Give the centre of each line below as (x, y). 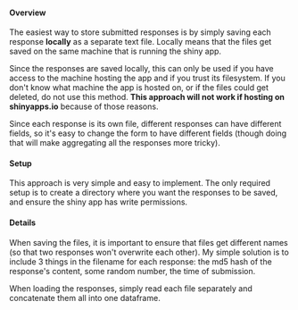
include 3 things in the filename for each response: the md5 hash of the (141, 261)
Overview (28, 13)
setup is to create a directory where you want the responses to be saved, (144, 193)
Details (23, 222)
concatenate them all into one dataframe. (85, 297)
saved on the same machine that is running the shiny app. (115, 51)
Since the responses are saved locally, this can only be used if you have (141, 69)
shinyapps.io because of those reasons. (84, 106)
